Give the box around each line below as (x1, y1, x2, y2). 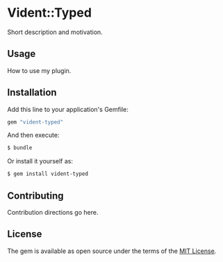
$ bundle (7, 145, 33, 152)
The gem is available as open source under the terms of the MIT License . (7, 247, 217, 255)
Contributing (7, 190, 64, 202)
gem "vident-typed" (7, 118, 64, 126)
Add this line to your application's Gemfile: (7, 105, 129, 113)
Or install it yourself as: (7, 157, 73, 165)
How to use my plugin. (7, 66, 72, 74)
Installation (7, 87, 57, 99)
